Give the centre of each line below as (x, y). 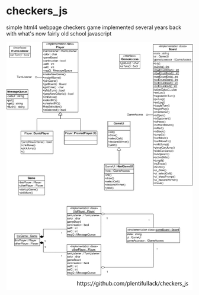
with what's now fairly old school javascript (59, 33)
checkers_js (37, 11)
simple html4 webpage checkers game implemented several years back (94, 27)
